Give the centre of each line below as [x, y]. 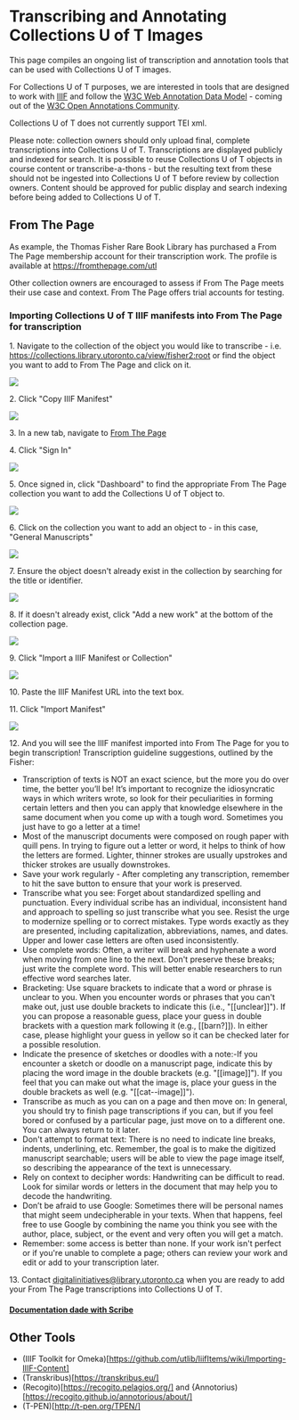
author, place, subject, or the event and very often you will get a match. [153, 1234]
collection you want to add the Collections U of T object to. [117, 494]
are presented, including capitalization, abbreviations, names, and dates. [155, 931]
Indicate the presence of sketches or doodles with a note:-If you [140, 1055]
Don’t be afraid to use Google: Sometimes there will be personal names [153, 1206]
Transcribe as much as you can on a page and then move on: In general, [154, 1102]
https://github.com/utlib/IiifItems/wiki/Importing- [198, 1359]
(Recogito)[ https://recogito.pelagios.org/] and [105, 1387]
